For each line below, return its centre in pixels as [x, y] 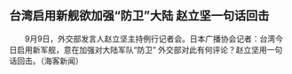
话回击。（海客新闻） [46, 61]
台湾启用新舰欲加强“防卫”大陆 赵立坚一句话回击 [139, 16]
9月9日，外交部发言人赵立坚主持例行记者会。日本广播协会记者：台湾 [150, 39]
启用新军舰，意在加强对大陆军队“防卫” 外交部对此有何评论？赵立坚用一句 [150, 49]
